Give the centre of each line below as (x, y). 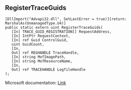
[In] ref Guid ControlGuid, (40, 40)
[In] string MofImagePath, (39, 57)
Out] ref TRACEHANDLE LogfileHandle (49, 69)
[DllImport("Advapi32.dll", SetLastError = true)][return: (66, 19)
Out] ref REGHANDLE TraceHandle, (45, 52)
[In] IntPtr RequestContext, (41, 36)
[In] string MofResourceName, (42, 61)
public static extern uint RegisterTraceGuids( (54, 27)
